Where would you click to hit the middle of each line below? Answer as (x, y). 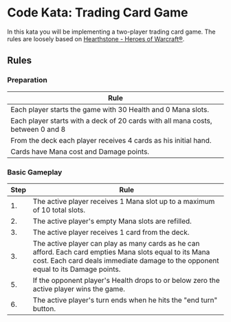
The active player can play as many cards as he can (116, 243)
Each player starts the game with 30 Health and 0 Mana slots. (110, 109)
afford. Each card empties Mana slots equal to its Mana (121, 252)
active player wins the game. (79, 288)
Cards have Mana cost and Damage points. (80, 151)
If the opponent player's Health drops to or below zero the (126, 280)
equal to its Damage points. (77, 269)
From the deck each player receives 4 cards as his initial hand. (111, 140)
